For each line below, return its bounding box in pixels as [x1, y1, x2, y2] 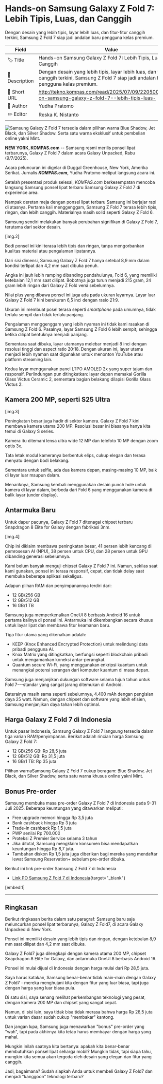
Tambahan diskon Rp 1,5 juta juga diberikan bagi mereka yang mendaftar [12, 851, 158, 857]
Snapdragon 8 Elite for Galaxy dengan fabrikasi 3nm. [5, 524, 111, 530]
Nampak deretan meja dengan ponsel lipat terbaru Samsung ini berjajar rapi [5, 199, 157, 205]
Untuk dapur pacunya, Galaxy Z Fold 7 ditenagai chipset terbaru [5, 519, 133, 525]
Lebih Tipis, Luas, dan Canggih [5, 13, 132, 24]
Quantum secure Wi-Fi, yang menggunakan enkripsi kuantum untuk [12, 662, 148, 667]
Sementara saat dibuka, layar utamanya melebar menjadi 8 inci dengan [5, 341, 147, 346]
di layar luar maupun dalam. [5, 472, 61, 478]
